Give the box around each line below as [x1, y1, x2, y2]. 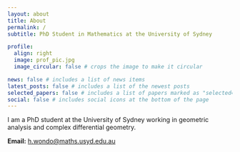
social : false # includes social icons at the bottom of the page [7, 96, 209, 103]
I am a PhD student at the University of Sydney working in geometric [7, 116, 209, 124]
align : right [14, 50, 53, 57]
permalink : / [7, 24, 46, 31]
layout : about [7, 10, 50, 18]
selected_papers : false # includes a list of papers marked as [7, 89, 200, 96]
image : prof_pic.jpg [14, 56, 75, 64]
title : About [7, 17, 46, 24]
